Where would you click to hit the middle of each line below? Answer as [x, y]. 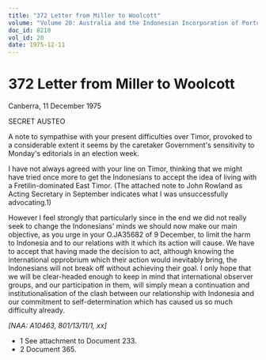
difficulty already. [37, 310]
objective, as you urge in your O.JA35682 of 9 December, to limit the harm [129, 235]
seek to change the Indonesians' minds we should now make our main [123, 226]
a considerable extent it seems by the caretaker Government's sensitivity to [131, 145]
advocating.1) [30, 203]
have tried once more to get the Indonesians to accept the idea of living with [133, 177]
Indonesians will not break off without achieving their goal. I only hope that [130, 268]
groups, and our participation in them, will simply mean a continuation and [129, 285]
